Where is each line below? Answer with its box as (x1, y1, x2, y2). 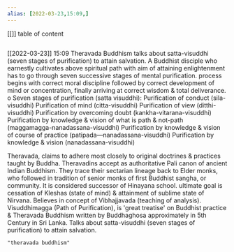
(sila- (210, 94, 226, 102)
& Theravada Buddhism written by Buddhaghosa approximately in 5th (7, 211, 207, 219)
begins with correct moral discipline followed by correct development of (7, 78, 215, 87)
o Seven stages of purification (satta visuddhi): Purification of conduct (7, 94, 210, 102)
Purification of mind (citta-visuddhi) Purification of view (35, 101, 196, 109)
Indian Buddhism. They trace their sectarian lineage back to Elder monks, (7, 166, 218, 175)
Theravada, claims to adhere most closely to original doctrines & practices (7, 151, 221, 160)
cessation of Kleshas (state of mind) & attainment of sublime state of (7, 188, 205, 197)
